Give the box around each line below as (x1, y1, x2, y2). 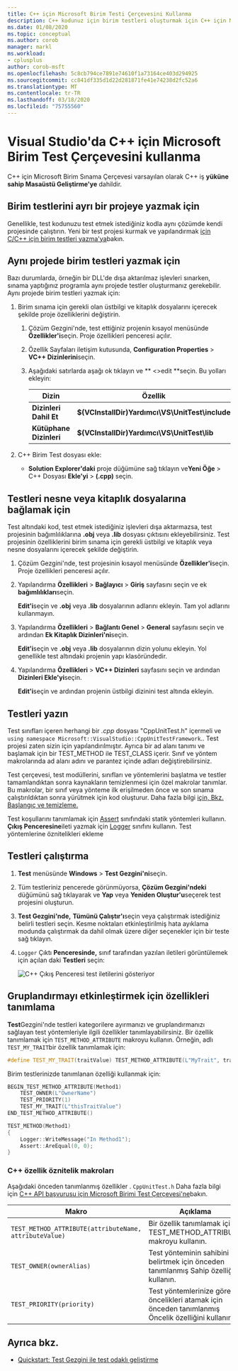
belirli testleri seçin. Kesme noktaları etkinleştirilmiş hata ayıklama (17, 919, 209, 928)
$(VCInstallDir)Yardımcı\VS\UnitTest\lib (76, 428, 214, 438)
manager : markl (7, 43, 52, 50)
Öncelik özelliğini (148, 1313, 205, 1323)
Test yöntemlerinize (148, 1286, 214, 1296)
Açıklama (179, 1206, 212, 1216)
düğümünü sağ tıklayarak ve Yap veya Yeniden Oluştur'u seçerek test (17, 890, 221, 899)
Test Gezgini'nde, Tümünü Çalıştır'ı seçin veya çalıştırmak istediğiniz (17, 912, 221, 920)
